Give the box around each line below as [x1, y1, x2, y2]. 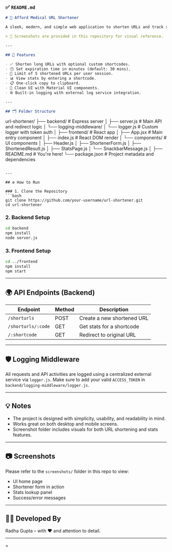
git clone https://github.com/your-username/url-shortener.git [5, 198, 143, 203]
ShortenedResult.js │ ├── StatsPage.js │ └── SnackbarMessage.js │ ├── [5, 145, 163, 151]
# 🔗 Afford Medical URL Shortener [5, 15, 79, 21]
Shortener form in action [12, 484, 65, 490]
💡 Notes [5, 402, 32, 410]
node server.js [5, 235, 38, 240]
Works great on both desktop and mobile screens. [12, 421, 119, 427]
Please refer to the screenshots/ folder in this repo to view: [5, 468, 130, 474]
